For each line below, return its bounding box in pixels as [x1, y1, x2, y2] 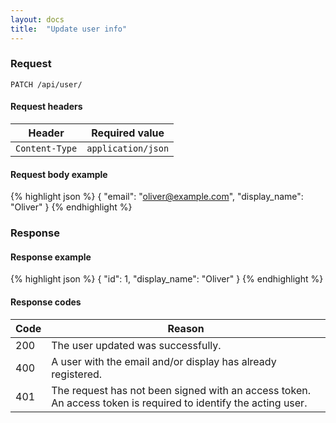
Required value [91, 126, 165, 140]
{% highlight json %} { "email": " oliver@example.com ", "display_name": [10, 191, 304, 203]
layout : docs [10, 14, 65, 25]
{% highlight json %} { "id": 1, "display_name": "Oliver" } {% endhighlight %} [10, 273, 324, 285]
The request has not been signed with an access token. [51, 383, 311, 397]
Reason [167, 321, 205, 335]
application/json [86, 143, 170, 154]
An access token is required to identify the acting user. [51, 396, 308, 410]
